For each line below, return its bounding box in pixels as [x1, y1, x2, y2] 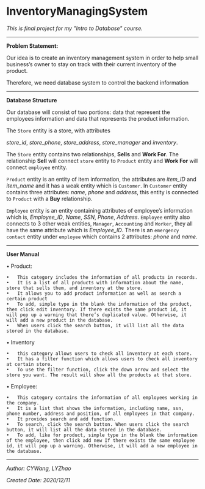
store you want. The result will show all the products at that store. [6, 372, 192, 378]
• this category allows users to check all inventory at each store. [6, 351, 192, 357]
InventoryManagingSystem [6, 4, 148, 18]
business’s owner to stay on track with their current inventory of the [6, 60, 177, 68]
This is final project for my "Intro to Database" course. [6, 25, 143, 32]
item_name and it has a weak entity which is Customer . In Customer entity [6, 182, 187, 189]
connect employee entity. [6, 164, 68, 171]
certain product [6, 295, 48, 301]
